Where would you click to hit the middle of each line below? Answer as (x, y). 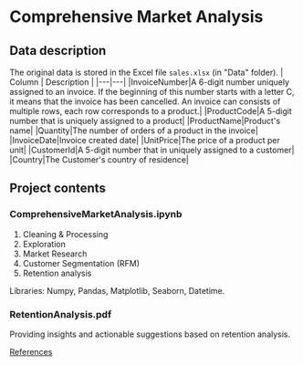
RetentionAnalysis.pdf (61, 314)
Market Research (55, 254)
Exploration (44, 244)
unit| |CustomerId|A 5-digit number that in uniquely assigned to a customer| (152, 150)
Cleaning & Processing (65, 234)
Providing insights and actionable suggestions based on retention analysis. (150, 334)
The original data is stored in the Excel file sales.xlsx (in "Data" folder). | (146, 72)
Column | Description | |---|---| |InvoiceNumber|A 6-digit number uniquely (150, 82)
